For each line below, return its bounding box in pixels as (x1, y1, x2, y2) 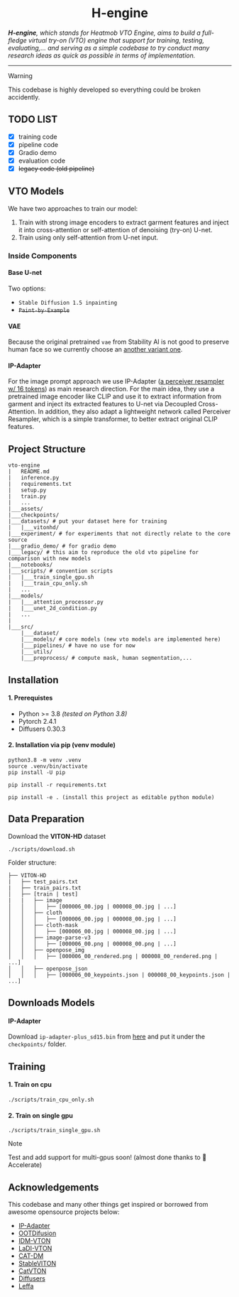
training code (18, 132, 57, 141)
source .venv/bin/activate (8, 763, 88, 770)
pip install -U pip (8, 769, 66, 776)
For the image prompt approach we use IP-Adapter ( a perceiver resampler (8, 377, 225, 386)
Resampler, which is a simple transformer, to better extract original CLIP (8, 415, 218, 423)
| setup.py (8, 487, 47, 494)
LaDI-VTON (18, 1244, 52, 1253)
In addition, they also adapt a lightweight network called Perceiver (38, 407, 231, 416)
